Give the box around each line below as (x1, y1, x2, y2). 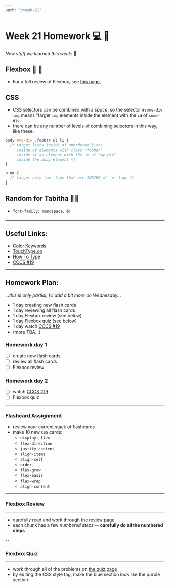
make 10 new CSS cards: (12, 429, 62, 435)
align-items (20, 452, 46, 457)
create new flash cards (12, 353, 61, 359)
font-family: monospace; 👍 (12, 208, 71, 214)
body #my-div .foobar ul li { (5, 138, 69, 143)
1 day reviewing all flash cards (12, 307, 75, 313)
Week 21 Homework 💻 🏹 (5, 30, 110, 42)
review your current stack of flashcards (12, 424, 95, 430)
